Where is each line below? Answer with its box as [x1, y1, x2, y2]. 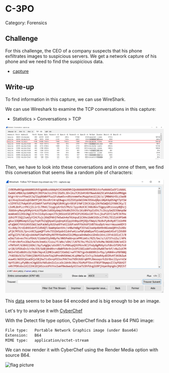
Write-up [5, 83, 34, 91]
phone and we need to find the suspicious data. [5, 58, 104, 65]
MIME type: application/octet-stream [5, 338, 89, 343]
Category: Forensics [5, 20, 47, 26]
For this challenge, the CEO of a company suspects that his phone [5, 47, 142, 53]
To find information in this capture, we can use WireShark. [5, 96, 126, 102]
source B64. [5, 352, 31, 358]
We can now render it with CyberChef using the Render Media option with [5, 347, 158, 353]
